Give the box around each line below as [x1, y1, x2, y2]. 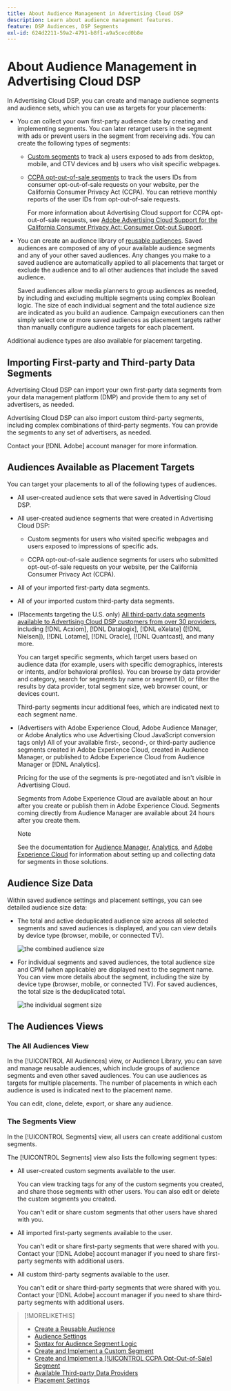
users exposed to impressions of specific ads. [27, 542, 159, 550]
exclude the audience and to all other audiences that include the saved [17, 266, 219, 274]
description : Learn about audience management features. [7, 17, 174, 23]
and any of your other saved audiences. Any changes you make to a [17, 251, 211, 259]
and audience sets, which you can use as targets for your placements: [7, 104, 207, 112]
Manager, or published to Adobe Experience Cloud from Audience [17, 752, 205, 761]
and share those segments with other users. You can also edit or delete [17, 1187, 220, 1195]
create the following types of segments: [17, 139, 131, 148]
